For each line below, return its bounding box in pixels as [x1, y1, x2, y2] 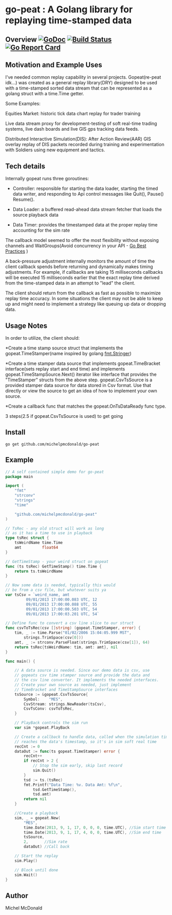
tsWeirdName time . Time [14, 540, 63, 546]
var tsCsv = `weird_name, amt [5, 592, 70, 597]
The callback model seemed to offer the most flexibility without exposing [5, 237, 159, 243]
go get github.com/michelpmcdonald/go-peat [5, 442, 100, 447]
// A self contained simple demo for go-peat [5, 469, 104, 474]
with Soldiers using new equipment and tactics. [5, 147, 105, 153]
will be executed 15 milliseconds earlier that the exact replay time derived [5, 274, 160, 281]
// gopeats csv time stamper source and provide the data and [14, 673, 150, 678]
